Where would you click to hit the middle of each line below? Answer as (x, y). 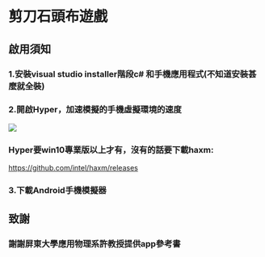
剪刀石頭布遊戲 (58, 17)
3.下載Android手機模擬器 (57, 191)
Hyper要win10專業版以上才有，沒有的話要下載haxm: (111, 150)
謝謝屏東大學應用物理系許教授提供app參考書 (95, 244)
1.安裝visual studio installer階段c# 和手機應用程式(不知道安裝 (128, 74)
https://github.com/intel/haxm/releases (74, 168)
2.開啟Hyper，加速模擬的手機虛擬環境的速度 (95, 110)
